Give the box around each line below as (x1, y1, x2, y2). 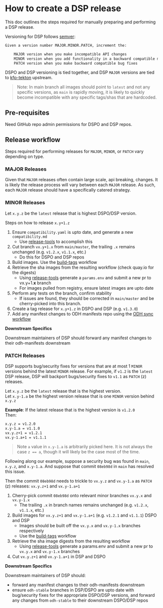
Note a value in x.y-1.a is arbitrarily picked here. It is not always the (16, 444, 153, 450)
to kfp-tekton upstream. (5, 75, 53, 81)
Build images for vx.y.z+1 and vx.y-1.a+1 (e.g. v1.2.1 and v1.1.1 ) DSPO (12, 512, 157, 518)
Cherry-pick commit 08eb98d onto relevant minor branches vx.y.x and (12, 493, 152, 499)
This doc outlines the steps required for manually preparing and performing (5, 19, 156, 25)
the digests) (12, 269, 36, 275)
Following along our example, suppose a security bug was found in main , (5, 458, 150, 464)
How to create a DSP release (5, 3, 121, 14)
